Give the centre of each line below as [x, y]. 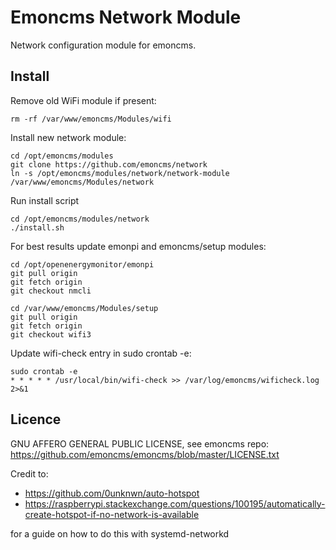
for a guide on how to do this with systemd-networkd [120, 533]
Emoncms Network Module [126, 17]
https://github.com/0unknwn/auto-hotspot [112, 493]
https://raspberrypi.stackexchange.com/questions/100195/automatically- [175, 503]
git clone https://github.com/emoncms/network [109, 164]
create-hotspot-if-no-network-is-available [112, 514]
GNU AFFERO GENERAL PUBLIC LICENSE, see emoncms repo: [140, 443]
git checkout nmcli [51, 291]
